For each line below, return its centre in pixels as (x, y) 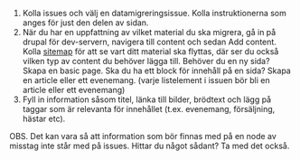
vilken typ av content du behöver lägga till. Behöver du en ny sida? (146, 61)
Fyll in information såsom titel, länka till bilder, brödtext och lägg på (147, 99)
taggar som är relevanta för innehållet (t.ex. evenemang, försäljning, (149, 109)
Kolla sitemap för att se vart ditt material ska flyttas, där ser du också (150, 52)
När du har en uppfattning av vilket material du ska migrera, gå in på (149, 32)
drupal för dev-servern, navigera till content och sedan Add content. (150, 42)
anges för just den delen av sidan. (85, 23)
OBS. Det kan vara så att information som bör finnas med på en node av (143, 136)
